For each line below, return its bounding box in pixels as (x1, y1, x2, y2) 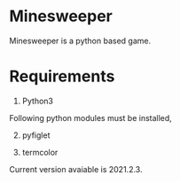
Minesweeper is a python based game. (9, 35, 152, 46)
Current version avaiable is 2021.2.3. (9, 163, 143, 174)
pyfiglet (21, 130, 51, 140)
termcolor (21, 147, 59, 157)
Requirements (9, 66, 115, 87)
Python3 (21, 95, 53, 106)
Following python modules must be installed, (9, 112, 173, 123)
